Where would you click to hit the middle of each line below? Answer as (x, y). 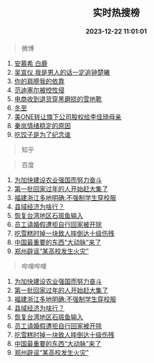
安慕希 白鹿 (31, 63)
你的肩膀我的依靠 (39, 81)
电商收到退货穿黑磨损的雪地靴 (58, 99)
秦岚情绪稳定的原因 (42, 125)
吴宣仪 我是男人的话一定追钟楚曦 (62, 72)
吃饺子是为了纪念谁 (42, 135)
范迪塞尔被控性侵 (39, 90)
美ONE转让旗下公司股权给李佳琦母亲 (68, 117)
